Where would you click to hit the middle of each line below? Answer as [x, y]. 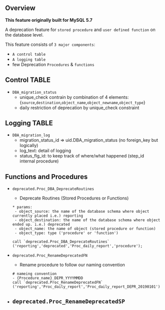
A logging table [29, 59]
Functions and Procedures [46, 176]
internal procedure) [39, 161]
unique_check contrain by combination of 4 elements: [74, 97]
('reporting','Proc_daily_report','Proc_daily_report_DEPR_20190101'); [87, 287]
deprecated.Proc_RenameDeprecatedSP [69, 301]
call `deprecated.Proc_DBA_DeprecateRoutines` [61, 242]
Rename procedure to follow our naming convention [72, 265]
